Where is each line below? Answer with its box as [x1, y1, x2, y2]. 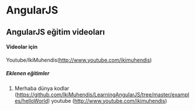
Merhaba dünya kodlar [14, 85, 70, 92]
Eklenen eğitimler [6, 70, 50, 77]
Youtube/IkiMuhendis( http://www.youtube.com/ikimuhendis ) [6, 56, 152, 64]
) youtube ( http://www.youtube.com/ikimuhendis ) [47, 97, 167, 104]
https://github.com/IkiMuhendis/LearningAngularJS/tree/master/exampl [16, 91, 189, 98]
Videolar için [6, 44, 38, 51]
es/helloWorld [14, 97, 49, 104]
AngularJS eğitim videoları [6, 27, 105, 37]
